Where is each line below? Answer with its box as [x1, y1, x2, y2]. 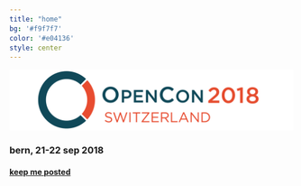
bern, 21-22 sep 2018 [9, 144, 105, 157]
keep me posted [9, 167, 71, 178]
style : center [9, 43, 63, 52]
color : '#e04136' [9, 33, 75, 42]
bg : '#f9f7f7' [9, 23, 63, 33]
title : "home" [9, 14, 63, 23]
